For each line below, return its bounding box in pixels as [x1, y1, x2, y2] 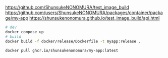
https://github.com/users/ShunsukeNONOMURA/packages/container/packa [5, 10, 163, 16]
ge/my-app [5, 15, 29, 21]
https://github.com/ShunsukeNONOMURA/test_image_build [5, 5, 130, 10]
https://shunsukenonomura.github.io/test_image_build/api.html [29, 15, 160, 21]
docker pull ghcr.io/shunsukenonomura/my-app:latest [5, 48, 119, 53]
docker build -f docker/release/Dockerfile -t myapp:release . [5, 39, 141, 44]
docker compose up [5, 29, 44, 34]
